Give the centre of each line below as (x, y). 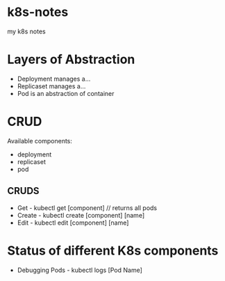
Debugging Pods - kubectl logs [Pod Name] (80, 270)
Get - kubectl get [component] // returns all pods (87, 208)
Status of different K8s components (113, 250)
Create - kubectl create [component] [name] (81, 215)
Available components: (40, 140)
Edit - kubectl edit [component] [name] (73, 223)
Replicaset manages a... (51, 86)
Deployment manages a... (54, 79)
